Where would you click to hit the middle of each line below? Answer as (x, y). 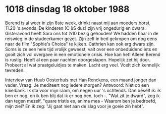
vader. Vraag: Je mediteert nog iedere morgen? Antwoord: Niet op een (77, 85)
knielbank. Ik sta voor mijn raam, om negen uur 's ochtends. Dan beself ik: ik (83, 90)
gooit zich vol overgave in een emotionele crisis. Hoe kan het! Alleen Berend (83, 54)
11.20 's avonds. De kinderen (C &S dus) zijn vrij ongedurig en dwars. (76, 28)
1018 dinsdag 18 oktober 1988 (67, 9)
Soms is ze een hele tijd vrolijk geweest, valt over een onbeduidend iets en (81, 49)
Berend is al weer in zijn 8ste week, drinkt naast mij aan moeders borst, (78, 23)
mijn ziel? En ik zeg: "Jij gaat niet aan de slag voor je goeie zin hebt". (75, 106)
